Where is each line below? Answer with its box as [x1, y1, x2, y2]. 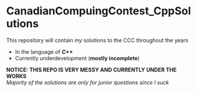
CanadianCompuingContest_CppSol [6, 4, 192, 18]
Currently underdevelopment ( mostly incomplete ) [14, 54, 140, 62]
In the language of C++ [14, 48, 73, 55]
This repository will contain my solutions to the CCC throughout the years [6, 36, 189, 44]
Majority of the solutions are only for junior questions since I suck [6, 79, 169, 86]
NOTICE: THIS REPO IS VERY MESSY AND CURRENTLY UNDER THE [6, 66, 177, 73]
